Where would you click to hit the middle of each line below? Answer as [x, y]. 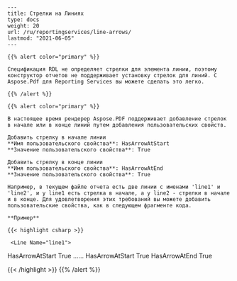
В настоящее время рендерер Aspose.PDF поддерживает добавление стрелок [117, 119]
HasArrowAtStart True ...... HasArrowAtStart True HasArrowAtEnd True [110, 256]
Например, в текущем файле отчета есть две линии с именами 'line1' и [114, 187]
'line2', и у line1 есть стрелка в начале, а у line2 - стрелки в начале [119, 193]
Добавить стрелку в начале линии [57, 137]
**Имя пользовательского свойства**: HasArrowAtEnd [85, 168]
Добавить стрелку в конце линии [55, 162]
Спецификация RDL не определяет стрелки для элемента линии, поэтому [112, 69]
